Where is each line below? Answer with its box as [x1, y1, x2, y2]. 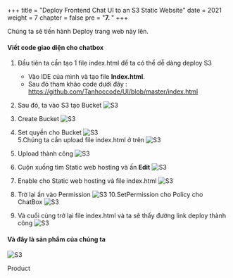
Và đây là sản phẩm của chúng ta [7, 235, 106, 244]
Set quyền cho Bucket [17, 128, 82, 137]
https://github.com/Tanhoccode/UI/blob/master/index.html [27, 87, 199, 96]
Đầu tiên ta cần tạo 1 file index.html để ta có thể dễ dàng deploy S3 [17, 59, 213, 68]
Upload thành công [17, 149, 74, 158]
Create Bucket [17, 115, 60, 123]
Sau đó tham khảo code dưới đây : [27, 80, 128, 89]
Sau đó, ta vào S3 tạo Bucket [17, 101, 102, 110]
